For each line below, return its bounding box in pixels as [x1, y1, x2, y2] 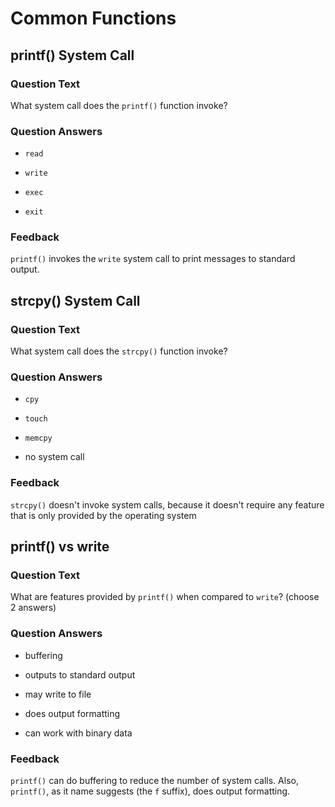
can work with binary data [24, 727, 133, 739]
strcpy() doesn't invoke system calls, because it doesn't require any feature [10, 498, 325, 511]
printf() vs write [10, 538, 110, 556]
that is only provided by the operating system [10, 509, 197, 521]
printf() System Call [10, 47, 135, 64]
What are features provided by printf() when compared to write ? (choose [10, 591, 320, 603]
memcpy [24, 433, 53, 444]
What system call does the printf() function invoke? [10, 99, 228, 111]
